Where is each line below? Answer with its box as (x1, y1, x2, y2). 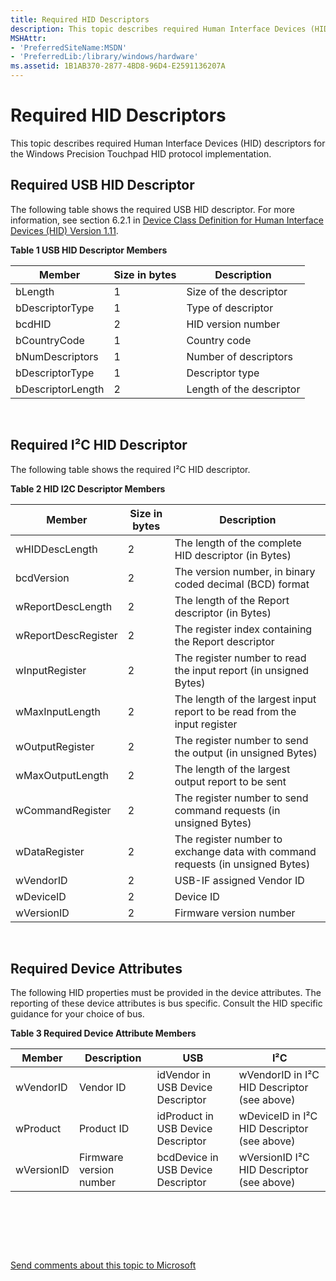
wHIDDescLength (15, 542, 98, 556)
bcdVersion (15, 571, 70, 585)
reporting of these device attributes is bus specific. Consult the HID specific (10, 997, 323, 1010)
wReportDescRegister (15, 628, 118, 642)
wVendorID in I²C (238, 1068, 320, 1082)
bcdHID (15, 317, 52, 331)
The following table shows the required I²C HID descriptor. (10, 463, 251, 475)
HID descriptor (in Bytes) (174, 548, 292, 562)
